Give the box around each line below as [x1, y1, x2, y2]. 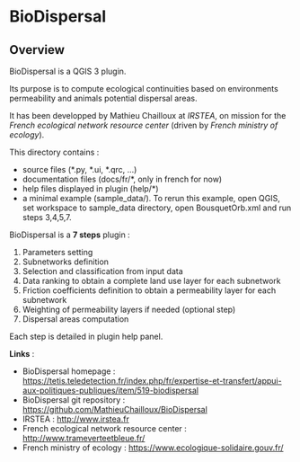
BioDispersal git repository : [22, 395, 126, 405]
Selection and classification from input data [22, 266, 184, 276]
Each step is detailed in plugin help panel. [9, 331, 163, 342]
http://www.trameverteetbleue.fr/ [22, 433, 146, 443]
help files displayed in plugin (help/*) [22, 183, 159, 194]
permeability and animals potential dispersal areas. [9, 93, 198, 103]
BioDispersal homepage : [22, 366, 116, 377]
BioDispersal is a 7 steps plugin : [9, 229, 130, 240]
